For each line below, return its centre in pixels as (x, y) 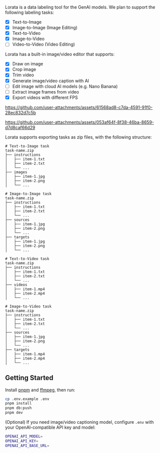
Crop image (24, 69)
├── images (16, 172)
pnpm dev (14, 413)
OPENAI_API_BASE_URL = (27, 446)
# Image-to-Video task (28, 306)
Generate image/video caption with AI (51, 81)
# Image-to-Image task (28, 194)
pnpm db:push (18, 408)
